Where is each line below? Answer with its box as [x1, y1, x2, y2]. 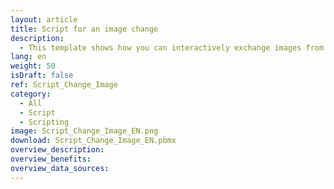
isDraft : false [10, 71, 74, 81]
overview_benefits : [10, 154, 92, 164]
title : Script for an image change [10, 24, 159, 34]
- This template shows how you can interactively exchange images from [19, 42, 325, 53]
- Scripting [19, 117, 70, 127]
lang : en [10, 52, 47, 62]
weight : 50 [10, 61, 56, 71]
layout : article [10, 14, 78, 25]
